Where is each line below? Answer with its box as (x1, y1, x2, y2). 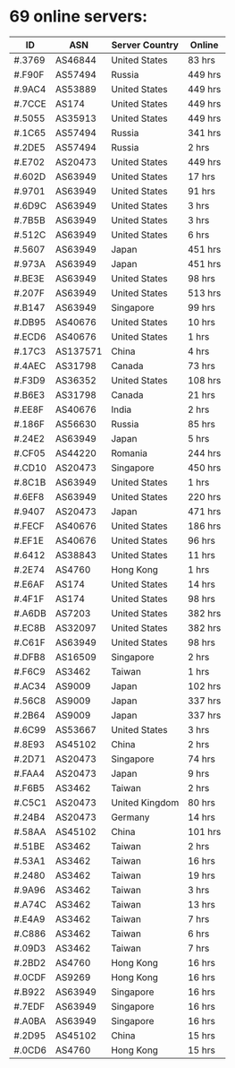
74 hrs (187, 753, 216, 765)
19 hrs (187, 869, 216, 882)
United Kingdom (111, 796, 180, 808)
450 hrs (187, 461, 222, 474)
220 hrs (187, 490, 222, 503)
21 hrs (187, 388, 216, 400)
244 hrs (187, 446, 222, 459)
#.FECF (13, 520, 45, 532)
